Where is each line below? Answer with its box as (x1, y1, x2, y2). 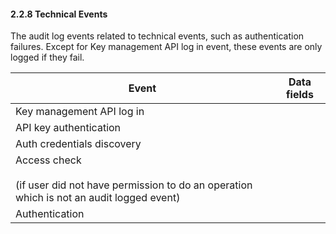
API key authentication (15, 121, 122, 135)
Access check (15, 153, 82, 167)
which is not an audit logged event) (15, 191, 181, 205)
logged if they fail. (10, 51, 85, 64)
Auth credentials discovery (15, 137, 142, 151)
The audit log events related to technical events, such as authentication (10, 30, 305, 42)
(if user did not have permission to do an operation (15, 178, 253, 192)
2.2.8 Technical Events (10, 8, 108, 20)
